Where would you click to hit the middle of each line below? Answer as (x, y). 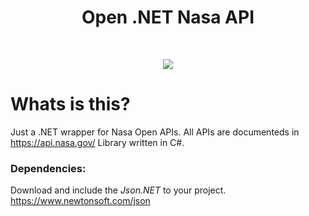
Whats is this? (70, 104)
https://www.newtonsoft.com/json (80, 201)
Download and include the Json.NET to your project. (118, 190)
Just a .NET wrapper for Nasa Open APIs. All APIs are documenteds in (155, 132)
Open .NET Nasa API (168, 17)
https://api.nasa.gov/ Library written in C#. (97, 142)
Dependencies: (48, 168)
